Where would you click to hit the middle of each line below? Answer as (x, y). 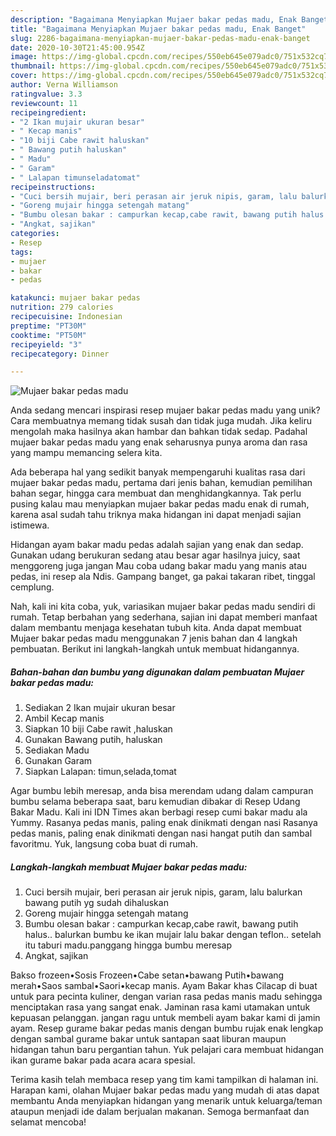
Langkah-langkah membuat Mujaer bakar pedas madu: (129, 867)
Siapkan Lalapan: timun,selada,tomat (100, 772)
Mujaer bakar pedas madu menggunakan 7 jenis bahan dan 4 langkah (154, 638)
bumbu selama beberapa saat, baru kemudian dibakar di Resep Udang (155, 802)
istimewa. (30, 525)
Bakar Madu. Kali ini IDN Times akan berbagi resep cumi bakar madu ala (159, 812)
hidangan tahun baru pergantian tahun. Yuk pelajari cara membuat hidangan (167, 1050)
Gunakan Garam (58, 761)
